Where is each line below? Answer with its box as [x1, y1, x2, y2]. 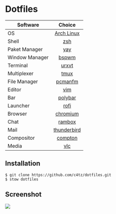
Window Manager [7, 53, 49, 60]
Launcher [7, 102, 30, 109]
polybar [58, 94, 77, 101]
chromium [55, 110, 79, 117]
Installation [5, 160, 40, 168]
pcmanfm [56, 78, 78, 85]
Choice [58, 21, 76, 28]
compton [56, 134, 78, 141]
